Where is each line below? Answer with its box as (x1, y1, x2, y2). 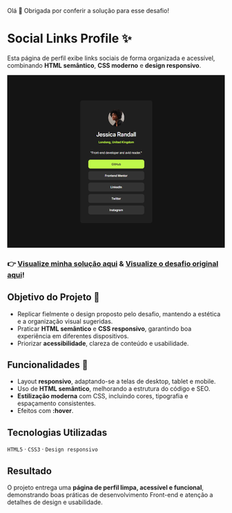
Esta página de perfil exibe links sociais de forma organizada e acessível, (7, 54, 215, 62)
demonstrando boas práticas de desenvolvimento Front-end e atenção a (7, 491, 213, 499)
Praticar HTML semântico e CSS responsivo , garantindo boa (17, 325, 192, 333)
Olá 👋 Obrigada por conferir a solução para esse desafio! (7, 7, 169, 14)
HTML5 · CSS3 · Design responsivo (7, 445, 98, 454)
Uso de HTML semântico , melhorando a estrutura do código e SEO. (17, 385, 211, 393)
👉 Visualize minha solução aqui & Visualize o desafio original (7, 259, 219, 269)
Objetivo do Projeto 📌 (7, 291, 100, 303)
